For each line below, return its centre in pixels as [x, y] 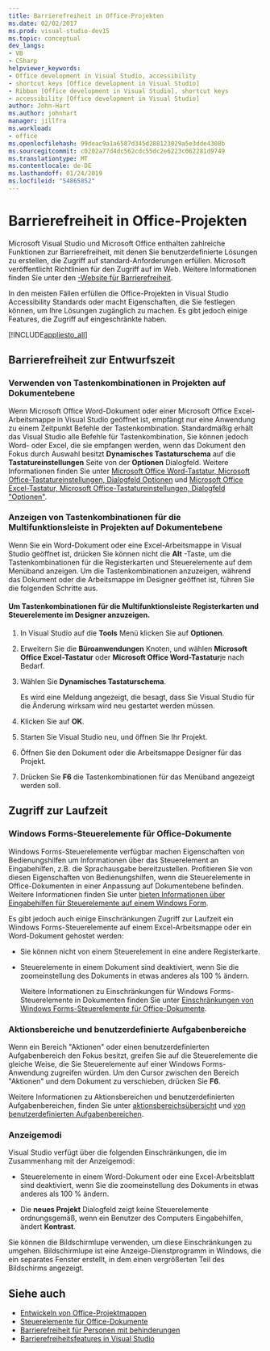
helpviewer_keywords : [45, 69]
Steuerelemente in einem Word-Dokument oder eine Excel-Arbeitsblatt [137, 1177]
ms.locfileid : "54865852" [52, 181]
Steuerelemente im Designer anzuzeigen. [79, 615]
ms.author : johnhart [43, 114]
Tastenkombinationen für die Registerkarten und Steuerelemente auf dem [130, 562]
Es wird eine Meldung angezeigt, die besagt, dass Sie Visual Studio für [137, 697]
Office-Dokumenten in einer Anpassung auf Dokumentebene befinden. [126, 886]
